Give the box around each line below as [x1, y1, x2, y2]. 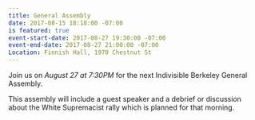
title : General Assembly [8, 11, 91, 20]
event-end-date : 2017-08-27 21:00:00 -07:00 [8, 41, 159, 49]
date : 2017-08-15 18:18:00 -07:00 [8, 19, 124, 27]
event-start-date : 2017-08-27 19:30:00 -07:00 [8, 33, 166, 42]
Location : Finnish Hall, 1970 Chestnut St [8, 48, 152, 56]
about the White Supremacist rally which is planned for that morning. [8, 103, 235, 112]
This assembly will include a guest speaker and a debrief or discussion [8, 95, 241, 103]
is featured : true [8, 26, 70, 34]
